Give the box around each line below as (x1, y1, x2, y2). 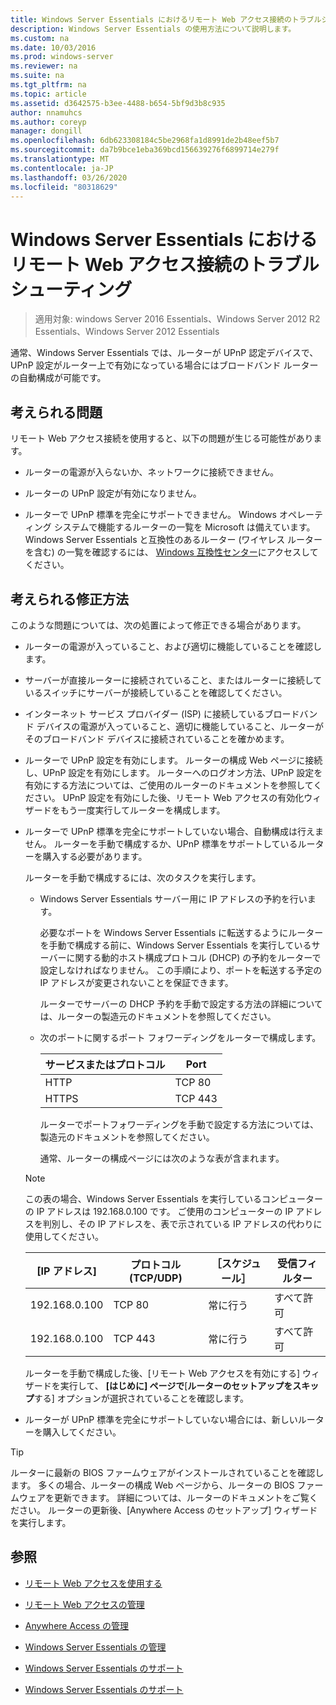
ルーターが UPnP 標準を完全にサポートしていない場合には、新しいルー (24, 1413, 316, 1425)
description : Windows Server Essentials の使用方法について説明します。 (10, 24, 297, 34)
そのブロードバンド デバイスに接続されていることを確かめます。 (24, 732, 290, 745)
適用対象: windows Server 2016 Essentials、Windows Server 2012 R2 (34, 313, 321, 325)
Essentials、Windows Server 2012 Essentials (34, 326, 220, 338)
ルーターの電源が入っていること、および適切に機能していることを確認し (24, 640, 323, 652)
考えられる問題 (10, 404, 103, 421)
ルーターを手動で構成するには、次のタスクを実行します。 (24, 871, 262, 883)
